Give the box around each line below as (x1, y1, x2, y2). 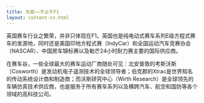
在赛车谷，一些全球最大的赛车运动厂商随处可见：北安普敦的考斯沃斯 (6, 60, 177, 67)
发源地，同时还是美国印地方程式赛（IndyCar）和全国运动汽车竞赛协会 (16, 39, 191, 47)
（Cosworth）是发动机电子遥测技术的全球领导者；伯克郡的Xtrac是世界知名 (6, 67, 193, 75)
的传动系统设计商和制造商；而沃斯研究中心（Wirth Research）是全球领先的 (6, 75, 194, 82)
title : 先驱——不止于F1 (6, 8, 59, 15)
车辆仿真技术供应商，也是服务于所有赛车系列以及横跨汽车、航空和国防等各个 (6, 82, 198, 90)
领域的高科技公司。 (6, 90, 55, 98)
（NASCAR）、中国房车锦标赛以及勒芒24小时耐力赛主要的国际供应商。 (6, 47, 182, 55)
